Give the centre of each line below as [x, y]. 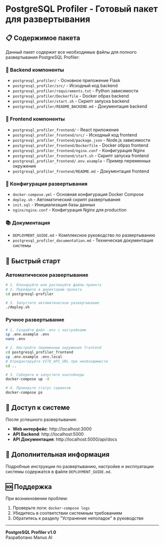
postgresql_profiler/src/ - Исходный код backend [65, 86]
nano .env [16, 339]
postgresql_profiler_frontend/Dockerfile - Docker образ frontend [81, 145]
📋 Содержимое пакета [43, 38]
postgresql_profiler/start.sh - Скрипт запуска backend [71, 101]
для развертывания [48, 19]
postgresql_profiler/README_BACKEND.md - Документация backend [80, 106]
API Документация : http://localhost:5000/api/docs [65, 439]
